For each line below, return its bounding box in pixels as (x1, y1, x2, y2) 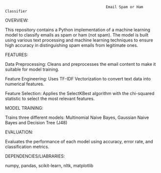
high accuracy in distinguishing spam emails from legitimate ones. (5, 42, 138, 48)
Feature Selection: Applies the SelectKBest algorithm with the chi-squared (5, 91, 155, 96)
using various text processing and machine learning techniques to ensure (5, 37, 153, 43)
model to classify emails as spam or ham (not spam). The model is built (5, 32, 149, 38)
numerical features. (5, 81, 45, 87)
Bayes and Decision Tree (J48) (5, 120, 68, 125)
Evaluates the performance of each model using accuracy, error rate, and (5, 139, 153, 144)
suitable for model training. (5, 66, 60, 72)
